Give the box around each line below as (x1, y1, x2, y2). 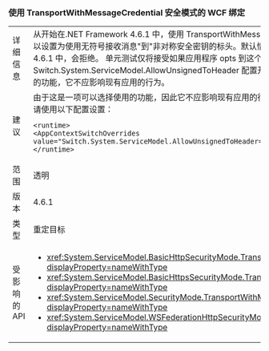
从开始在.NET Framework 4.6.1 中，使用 (33, 29, 184, 40)
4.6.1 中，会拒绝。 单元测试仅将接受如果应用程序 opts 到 (33, 53, 247, 64)
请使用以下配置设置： (33, 104, 114, 115)
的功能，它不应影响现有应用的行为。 (33, 77, 170, 88)
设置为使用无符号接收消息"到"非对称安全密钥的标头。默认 (41, 41, 258, 52)
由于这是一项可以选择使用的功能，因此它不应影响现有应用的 (33, 92, 258, 103)
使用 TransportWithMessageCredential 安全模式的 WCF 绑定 (8, 6, 246, 18)
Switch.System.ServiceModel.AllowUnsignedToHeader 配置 (33, 65, 258, 76)
